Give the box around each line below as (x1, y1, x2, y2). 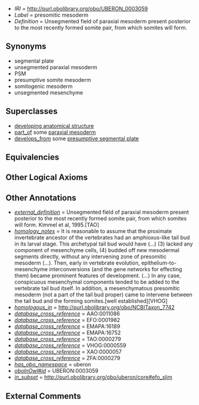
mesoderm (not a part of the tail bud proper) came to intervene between (14, 291, 192, 298)
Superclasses (5, 106, 58, 116)
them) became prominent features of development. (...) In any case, (14, 272, 182, 280)
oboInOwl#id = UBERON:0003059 (14, 367, 99, 375)
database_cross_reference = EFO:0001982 (14, 317, 121, 324)
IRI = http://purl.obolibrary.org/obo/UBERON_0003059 (14, 5, 148, 12)
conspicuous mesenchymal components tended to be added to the (14, 278, 180, 286)
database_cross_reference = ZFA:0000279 (14, 355, 121, 362)
